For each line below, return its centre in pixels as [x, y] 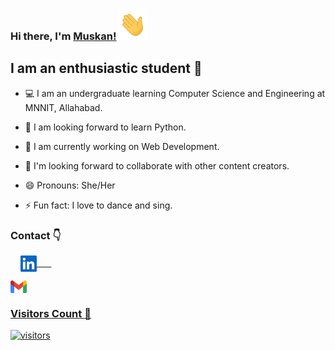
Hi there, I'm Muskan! [63, 36]
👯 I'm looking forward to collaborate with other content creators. [157, 165]
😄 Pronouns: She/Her [70, 185]
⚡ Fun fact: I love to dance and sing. [98, 205]
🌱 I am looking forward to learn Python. [105, 127]
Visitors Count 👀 [51, 313]
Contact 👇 [36, 235]
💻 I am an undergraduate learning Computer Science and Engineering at [175, 93]
